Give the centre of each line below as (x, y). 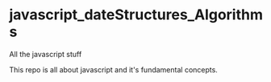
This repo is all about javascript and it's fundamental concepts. (114, 69)
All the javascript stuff (46, 54)
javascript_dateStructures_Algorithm (136, 15)
